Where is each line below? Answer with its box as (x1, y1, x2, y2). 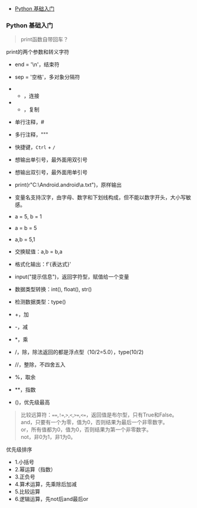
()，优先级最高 (14, 399, 50, 406)
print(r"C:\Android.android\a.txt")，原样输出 (14, 181, 122, 188)
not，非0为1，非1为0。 (20, 434, 76, 441)
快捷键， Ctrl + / (14, 144, 56, 151)
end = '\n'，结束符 (14, 61, 60, 68)
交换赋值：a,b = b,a (14, 248, 63, 255)
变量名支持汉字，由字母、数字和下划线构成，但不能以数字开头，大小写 (14, 194, 186, 201)
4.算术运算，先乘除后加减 (14, 481, 77, 488)
